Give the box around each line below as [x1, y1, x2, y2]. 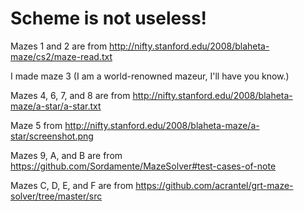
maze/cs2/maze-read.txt [10, 50, 113, 62]
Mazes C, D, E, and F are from [10, 179, 134, 191]
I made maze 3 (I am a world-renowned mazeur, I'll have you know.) [10, 70, 290, 82]
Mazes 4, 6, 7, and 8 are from [10, 89, 131, 101]
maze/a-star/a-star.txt [10, 100, 102, 112]
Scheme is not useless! [10, 7, 208, 30]
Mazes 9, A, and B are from [10, 149, 123, 161]
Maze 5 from [10, 119, 63, 131]
